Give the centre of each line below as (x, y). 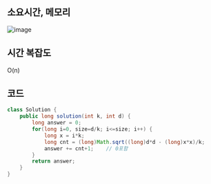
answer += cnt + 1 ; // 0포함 (86, 148)
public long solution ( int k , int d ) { (75, 116)
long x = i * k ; (64, 136)
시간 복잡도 (29, 53)
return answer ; (54, 161)
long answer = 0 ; (57, 123)
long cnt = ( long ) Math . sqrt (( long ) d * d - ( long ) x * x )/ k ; (124, 142)
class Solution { (32, 110)
